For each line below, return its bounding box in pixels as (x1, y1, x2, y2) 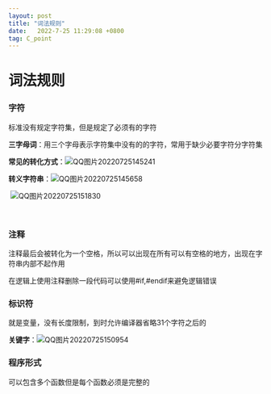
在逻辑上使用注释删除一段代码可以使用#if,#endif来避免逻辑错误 (8, 276, 218, 286)
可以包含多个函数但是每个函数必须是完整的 (8, 377, 150, 387)
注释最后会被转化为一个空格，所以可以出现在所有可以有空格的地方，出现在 (8, 249, 256, 258)
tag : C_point (8, 34, 52, 43)
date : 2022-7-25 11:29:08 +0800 (8, 27, 125, 35)
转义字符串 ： (8, 174, 51, 183)
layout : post (8, 11, 52, 20)
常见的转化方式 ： (8, 157, 65, 166)
